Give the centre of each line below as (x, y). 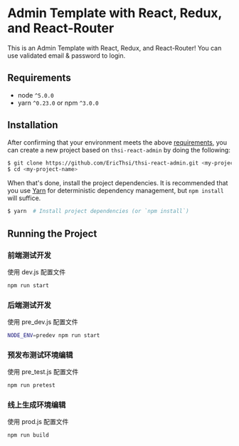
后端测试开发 (30, 305)
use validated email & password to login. (67, 56)
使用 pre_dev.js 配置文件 (43, 322)
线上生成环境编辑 (37, 405)
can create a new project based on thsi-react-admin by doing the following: (119, 150)
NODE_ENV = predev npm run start (54, 336)
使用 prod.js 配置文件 (38, 422)
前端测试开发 (30, 255)
